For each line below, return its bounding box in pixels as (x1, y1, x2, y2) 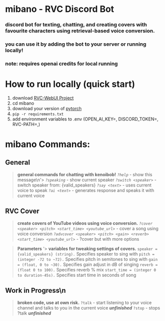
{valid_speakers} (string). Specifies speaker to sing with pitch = (17, 251, 155, 257)
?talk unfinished (17, 310, 51, 316)
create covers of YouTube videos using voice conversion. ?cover (17, 220, 153, 226)
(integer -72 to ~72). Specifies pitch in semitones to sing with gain (17, 256, 158, 262)
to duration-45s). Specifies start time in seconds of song (17, 272, 136, 278)
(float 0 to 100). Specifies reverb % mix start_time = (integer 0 (17, 266, 156, 272)
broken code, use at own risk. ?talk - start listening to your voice (17, 299, 152, 306)
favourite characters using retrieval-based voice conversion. (5, 27, 155, 34)
